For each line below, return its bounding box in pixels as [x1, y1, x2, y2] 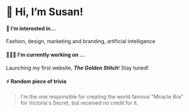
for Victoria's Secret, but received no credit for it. [20, 99, 139, 106]
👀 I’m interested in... [6, 24, 56, 32]
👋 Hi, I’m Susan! [6, 5, 83, 19]
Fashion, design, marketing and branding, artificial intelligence [6, 38, 156, 45]
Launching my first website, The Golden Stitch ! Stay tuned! [6, 64, 149, 71]
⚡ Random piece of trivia [6, 78, 67, 85]
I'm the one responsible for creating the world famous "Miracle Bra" [20, 93, 184, 100]
